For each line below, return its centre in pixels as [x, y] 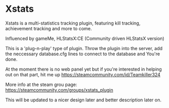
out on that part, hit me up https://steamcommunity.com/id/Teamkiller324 [83, 74]
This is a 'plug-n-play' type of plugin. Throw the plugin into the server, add [84, 48]
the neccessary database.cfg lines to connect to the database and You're [83, 54]
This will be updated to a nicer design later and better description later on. [83, 100]
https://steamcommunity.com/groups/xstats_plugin [59, 90]
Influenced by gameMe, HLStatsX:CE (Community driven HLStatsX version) [85, 38]
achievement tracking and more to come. [49, 28]
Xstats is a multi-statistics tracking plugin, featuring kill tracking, [73, 23]
